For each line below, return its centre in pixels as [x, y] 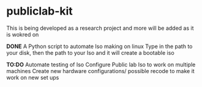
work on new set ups [33, 77]
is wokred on [23, 34]
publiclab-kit [40, 11]
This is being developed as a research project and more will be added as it [100, 28]
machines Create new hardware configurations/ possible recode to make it [100, 71]
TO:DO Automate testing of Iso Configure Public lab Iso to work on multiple [101, 64]
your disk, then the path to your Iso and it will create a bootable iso [90, 52]
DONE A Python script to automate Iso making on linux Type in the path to [99, 46]
